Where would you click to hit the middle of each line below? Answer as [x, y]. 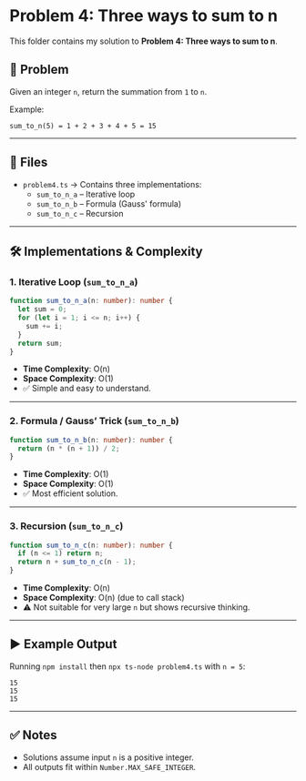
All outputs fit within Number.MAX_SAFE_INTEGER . [109, 766]
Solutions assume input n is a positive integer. [108, 757]
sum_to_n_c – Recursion [80, 213]
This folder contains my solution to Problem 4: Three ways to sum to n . [143, 41]
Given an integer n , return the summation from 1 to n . [108, 91]
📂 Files [29, 162]
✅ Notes [33, 735]
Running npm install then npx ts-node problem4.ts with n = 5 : [127, 666]
